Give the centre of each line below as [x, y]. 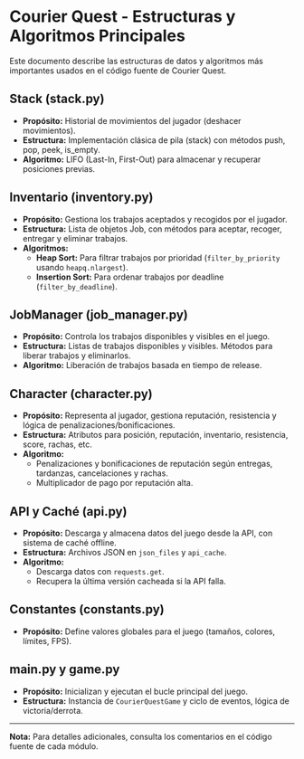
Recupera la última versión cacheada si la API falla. [131, 581]
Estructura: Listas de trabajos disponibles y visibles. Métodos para [147, 346]
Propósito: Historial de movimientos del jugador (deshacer [132, 120]
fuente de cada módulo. [54, 746]
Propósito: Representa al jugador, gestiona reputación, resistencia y [150, 416]
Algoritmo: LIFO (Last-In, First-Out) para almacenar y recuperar [142, 159]
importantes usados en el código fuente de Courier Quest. [118, 71]
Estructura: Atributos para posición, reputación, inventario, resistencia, [155, 435]
